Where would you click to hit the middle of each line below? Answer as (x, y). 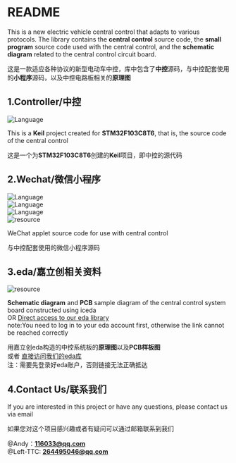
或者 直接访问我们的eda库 (45, 356)
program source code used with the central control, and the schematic (111, 47)
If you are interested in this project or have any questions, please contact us (117, 407)
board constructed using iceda (52, 310)
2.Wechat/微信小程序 (54, 179)
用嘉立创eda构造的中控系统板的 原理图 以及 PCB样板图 (84, 347)
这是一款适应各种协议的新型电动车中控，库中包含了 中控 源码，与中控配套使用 (118, 68)
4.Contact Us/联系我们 (57, 389)
